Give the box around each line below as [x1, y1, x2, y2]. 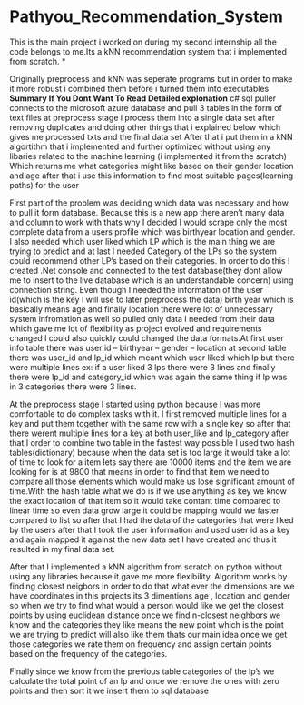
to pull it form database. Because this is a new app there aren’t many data [9, 206, 285, 217]
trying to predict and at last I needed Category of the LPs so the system [9, 246, 277, 257]
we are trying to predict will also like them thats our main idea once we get [9, 629, 288, 640]
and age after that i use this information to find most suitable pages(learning [9, 170, 294, 181]
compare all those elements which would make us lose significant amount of [9, 476, 296, 487]
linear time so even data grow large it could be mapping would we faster [9, 505, 279, 516]
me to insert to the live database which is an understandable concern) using [9, 275, 294, 286]
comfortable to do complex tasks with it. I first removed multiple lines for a [9, 408, 288, 419]
